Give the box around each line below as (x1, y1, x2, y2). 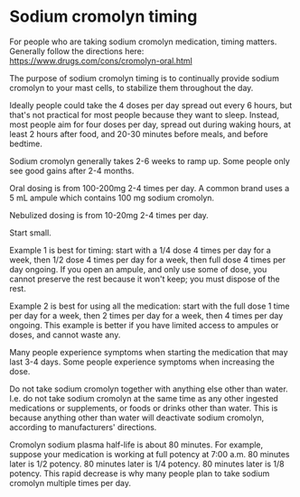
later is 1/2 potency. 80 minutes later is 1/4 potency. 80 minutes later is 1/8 (9, 458, 285, 469)
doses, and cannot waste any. (9, 329, 121, 340)
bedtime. (9, 138, 42, 149)
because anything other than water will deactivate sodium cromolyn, (9, 412, 265, 423)
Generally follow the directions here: (9, 45, 145, 56)
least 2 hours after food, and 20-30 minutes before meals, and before (9, 128, 268, 139)
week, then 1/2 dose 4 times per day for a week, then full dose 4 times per (9, 254, 286, 265)
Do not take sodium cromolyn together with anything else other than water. (9, 383, 288, 394)
